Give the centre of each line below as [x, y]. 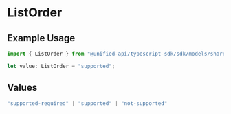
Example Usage [41, 38]
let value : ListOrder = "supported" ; [61, 66]
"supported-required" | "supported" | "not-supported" [87, 103]
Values [22, 88]
